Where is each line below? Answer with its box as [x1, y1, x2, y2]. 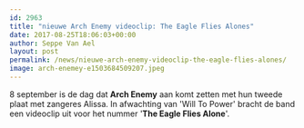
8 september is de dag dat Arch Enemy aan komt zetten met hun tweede [9, 88, 283, 100]
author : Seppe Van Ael [9, 38, 96, 48]
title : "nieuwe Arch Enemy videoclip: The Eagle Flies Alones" [9, 22, 255, 31]
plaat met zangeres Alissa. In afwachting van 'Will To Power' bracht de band [9, 98, 296, 109]
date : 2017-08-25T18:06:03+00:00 [9, 30, 137, 39]
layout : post [9, 47, 59, 56]
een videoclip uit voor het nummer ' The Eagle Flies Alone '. [9, 108, 230, 119]
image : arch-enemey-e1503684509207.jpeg [9, 64, 166, 74]
